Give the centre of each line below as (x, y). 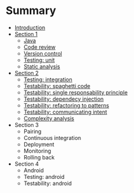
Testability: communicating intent (65, 112)
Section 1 (26, 34)
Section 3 (26, 125)
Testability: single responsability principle (76, 92)
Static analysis (42, 66)
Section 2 (26, 73)
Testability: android (48, 183)
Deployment (39, 144)
